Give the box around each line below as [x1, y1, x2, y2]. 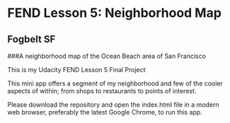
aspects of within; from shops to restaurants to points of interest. [7, 87, 197, 95]
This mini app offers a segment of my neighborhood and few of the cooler [7, 79, 223, 88]
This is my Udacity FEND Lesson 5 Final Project [7, 66, 146, 74]
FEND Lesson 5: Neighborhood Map [7, 5, 222, 21]
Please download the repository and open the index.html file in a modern [7, 100, 219, 109]
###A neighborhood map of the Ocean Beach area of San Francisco [7, 52, 207, 60]
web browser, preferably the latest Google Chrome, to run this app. [7, 108, 203, 116]
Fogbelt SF [7, 33, 56, 45]
